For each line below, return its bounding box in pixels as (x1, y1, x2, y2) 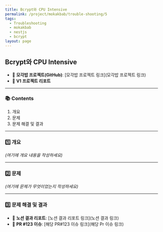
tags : (5, 16, 16, 21)
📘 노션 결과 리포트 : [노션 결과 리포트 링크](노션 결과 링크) (12, 215, 119, 221)
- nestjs (9, 30, 27, 35)
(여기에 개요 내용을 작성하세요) (5, 152, 63, 158)
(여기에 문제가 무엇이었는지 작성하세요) (5, 183, 79, 190)
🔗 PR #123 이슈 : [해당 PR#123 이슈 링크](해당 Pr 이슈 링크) (12, 221, 124, 227)
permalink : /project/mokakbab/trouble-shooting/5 (5, 12, 108, 17)
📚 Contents (5, 95, 34, 102)
